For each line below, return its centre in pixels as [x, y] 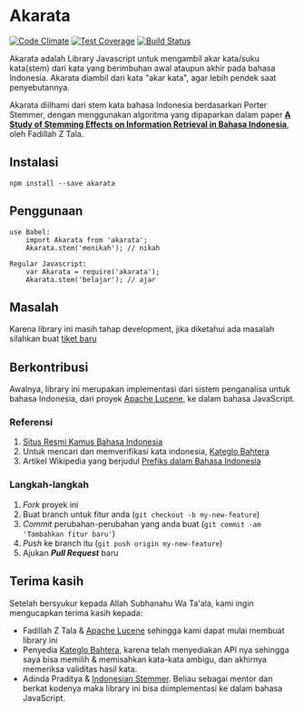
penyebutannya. [39, 87]
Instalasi [34, 163]
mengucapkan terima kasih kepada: [76, 612]
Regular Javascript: [49, 264]
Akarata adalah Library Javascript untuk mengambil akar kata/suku [135, 58]
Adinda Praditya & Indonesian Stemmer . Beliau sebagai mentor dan [147, 678]
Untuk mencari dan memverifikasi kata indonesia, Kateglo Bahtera [146, 452]
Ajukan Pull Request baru [70, 552]
